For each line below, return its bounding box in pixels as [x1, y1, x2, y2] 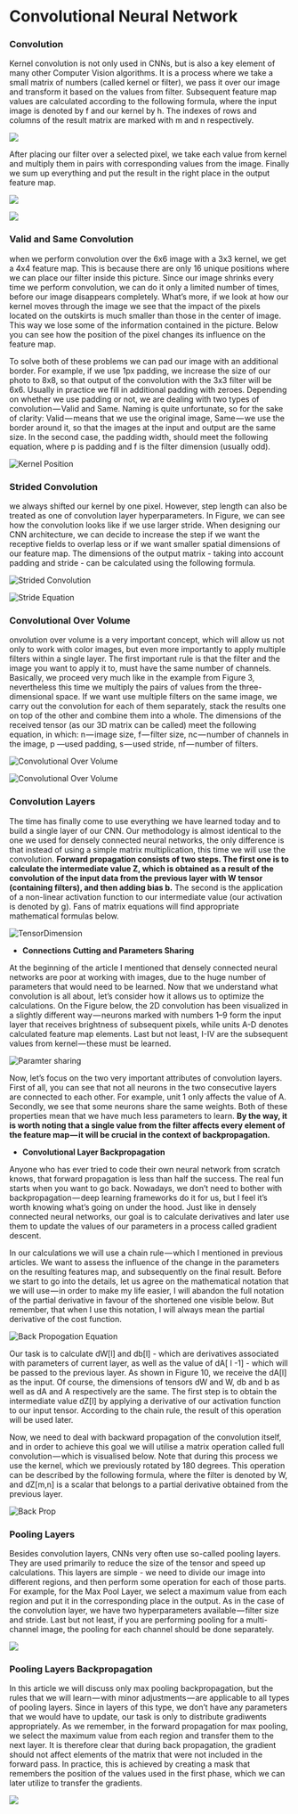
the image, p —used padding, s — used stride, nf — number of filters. [9, 739, 259, 749]
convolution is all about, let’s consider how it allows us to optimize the [9, 991, 264, 1001]
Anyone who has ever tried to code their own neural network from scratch [9, 1164, 280, 1174]
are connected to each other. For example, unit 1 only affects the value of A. [9, 1091, 286, 1102]
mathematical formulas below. [9, 911, 120, 921]
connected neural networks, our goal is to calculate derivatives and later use [9, 1211, 290, 1222]
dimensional [9, 691, 54, 702]
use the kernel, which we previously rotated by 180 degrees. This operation [9, 1459, 286, 1471]
